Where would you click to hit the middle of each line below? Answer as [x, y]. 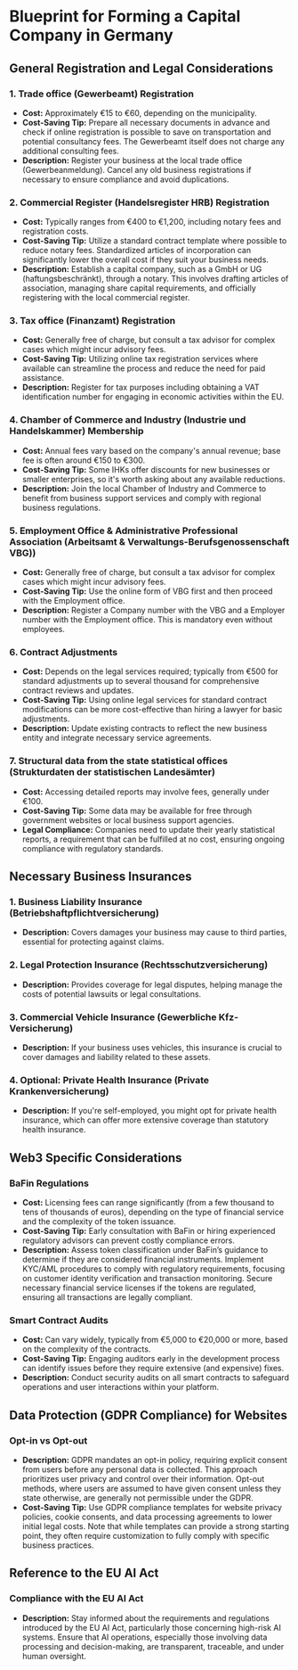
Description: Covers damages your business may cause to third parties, [154, 933]
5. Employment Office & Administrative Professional [124, 531]
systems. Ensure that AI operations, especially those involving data [145, 1637]
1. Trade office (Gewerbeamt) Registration [101, 94]
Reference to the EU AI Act [84, 1573]
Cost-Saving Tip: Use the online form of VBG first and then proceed [147, 591]
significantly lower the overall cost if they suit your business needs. [145, 259]
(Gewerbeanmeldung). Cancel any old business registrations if [137, 169]
